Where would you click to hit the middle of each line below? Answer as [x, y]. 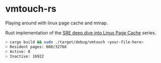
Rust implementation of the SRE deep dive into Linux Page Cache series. [81, 33]
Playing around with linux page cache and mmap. [57, 23]
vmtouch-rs [31, 9]
